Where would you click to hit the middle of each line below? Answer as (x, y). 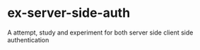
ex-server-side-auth (69, 13)
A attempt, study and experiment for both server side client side (100, 32)
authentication (28, 39)
